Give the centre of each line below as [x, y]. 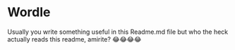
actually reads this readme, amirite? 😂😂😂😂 [74, 39]
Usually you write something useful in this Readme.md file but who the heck [118, 32]
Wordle [29, 12]
